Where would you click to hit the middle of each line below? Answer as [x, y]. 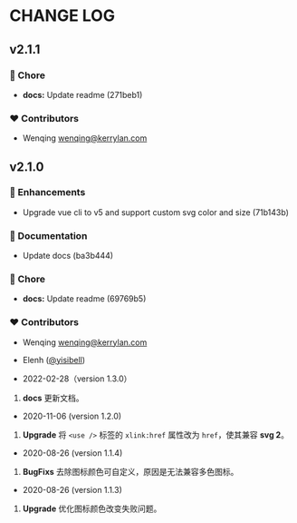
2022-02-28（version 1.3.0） [77, 379]
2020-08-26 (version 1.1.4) [72, 453]
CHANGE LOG [62, 16]
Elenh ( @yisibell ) [54, 360]
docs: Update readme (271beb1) [82, 94]
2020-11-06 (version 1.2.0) [72, 416]
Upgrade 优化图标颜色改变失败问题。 [92, 508]
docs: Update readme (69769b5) [84, 299]
